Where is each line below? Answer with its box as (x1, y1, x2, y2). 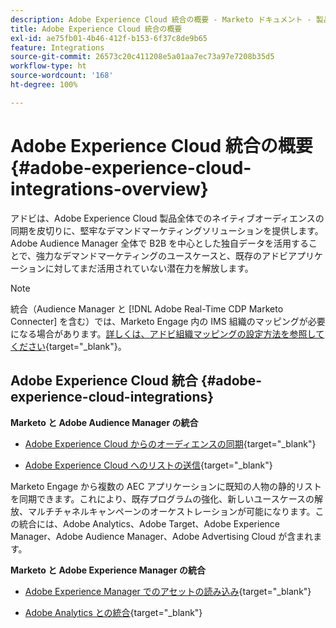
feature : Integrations (10, 42, 105, 53)
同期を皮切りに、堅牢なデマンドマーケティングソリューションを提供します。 (10, 224, 324, 236)
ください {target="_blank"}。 (10, 340, 127, 352)
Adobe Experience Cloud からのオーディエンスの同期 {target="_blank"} (24, 437, 317, 450)
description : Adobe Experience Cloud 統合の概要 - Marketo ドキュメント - (10, 14, 312, 25)
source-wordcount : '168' (10, 71, 114, 81)
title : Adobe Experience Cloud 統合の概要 (10, 24, 183, 34)
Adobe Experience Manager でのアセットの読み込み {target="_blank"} (24, 585, 312, 597)
